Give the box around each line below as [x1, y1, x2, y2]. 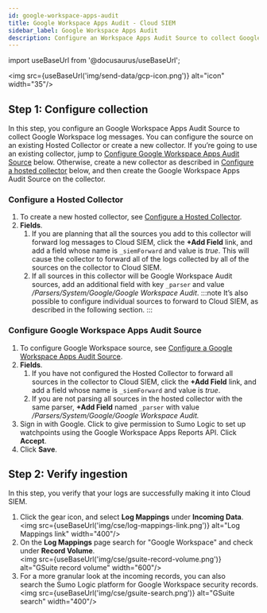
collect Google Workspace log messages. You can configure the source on [8, 132, 253, 142]
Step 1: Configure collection [8, 103, 149, 116]
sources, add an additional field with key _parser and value [31, 280, 225, 289]
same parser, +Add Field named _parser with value [31, 402, 200, 412]
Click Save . [19, 444, 58, 454]
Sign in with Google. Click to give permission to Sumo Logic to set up [19, 419, 246, 429]
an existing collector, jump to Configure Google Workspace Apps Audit [8, 149, 240, 159]
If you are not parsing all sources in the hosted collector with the [31, 394, 243, 403]
